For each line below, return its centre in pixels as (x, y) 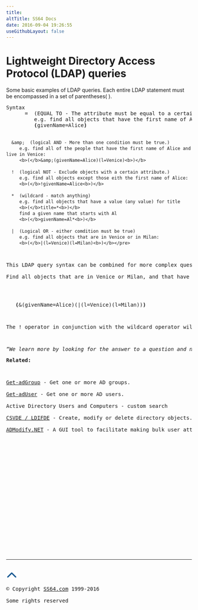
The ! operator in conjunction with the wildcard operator (93, 327)
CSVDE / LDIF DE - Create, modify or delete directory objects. (99, 418)
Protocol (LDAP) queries (66, 74)
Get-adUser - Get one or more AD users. (65, 394)
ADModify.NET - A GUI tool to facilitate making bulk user (93, 430)
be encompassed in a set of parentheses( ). (59, 96)
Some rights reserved (37, 601)
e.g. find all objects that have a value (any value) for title (100, 202)
